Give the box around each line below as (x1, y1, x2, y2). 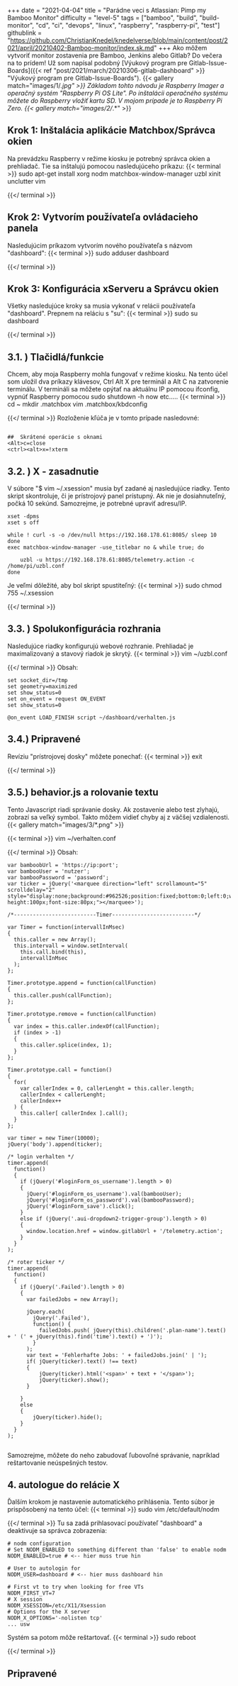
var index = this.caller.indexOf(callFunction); (13, 1022, 160, 1030)
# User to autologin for (7, 1565, 81, 1573)
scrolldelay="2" (7, 886, 55, 893)
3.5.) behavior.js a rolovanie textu (7, 786, 159, 798)
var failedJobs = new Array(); (25, 1295, 119, 1303)
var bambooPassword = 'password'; (7, 873, 110, 881)
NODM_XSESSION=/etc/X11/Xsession (7, 1602, 106, 1609)
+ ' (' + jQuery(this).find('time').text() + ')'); (7, 1333, 163, 1340)
